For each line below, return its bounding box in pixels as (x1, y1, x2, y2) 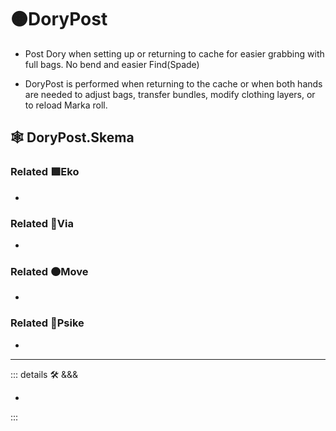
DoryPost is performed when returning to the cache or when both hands (24, 77, 323, 90)
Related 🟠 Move (10, 264, 89, 278)
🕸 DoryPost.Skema (10, 129, 135, 146)
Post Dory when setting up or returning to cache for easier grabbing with (24, 47, 325, 60)
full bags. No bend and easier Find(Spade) (24, 58, 200, 70)
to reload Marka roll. (24, 99, 108, 111)
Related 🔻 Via (10, 216, 74, 230)
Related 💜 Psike (10, 316, 85, 330)
